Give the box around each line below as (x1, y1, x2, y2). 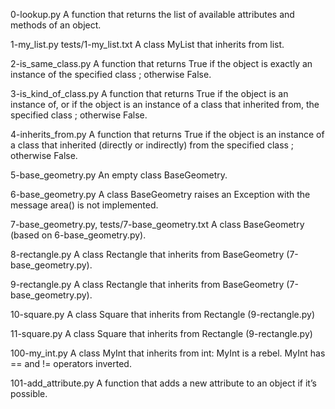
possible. (10, 388, 48, 399)
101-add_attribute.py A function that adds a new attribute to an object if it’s (10, 377, 317, 389)
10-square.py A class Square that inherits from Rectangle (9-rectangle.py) (10, 309, 315, 320)
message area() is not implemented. (10, 199, 159, 211)
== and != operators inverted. (10, 358, 132, 369)
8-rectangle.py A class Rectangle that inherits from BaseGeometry (10, 249, 285, 260)
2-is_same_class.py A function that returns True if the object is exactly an (10, 58, 313, 69)
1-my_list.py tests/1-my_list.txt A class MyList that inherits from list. (10, 39, 285, 50)
